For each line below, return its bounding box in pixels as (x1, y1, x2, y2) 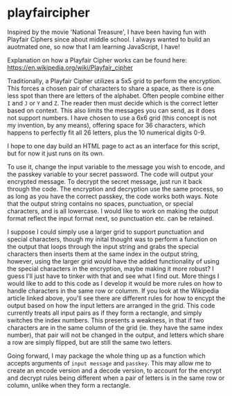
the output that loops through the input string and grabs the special (7, 242, 199, 250)
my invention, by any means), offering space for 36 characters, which (7, 121, 206, 129)
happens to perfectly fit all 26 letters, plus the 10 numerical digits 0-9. (7, 128, 206, 137)
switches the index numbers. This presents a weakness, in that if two (7, 316, 204, 324)
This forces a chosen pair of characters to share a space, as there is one (7, 84, 215, 92)
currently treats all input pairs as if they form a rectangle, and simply (7, 309, 202, 317)
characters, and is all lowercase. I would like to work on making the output (7, 207, 219, 215)
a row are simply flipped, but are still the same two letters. (7, 338, 172, 346)
